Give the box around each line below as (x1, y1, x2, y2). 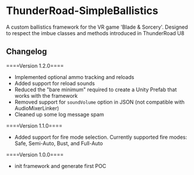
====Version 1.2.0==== (6, 62, 64, 69)
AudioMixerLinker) (14, 104, 60, 112)
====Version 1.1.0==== (6, 122, 63, 129)
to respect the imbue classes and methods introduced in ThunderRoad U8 (6, 29, 185, 36)
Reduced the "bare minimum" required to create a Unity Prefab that (14, 86, 177, 93)
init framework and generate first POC (14, 162, 106, 169)
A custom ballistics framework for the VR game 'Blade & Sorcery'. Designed (6, 23, 188, 30)
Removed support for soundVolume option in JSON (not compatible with (14, 98, 185, 105)
